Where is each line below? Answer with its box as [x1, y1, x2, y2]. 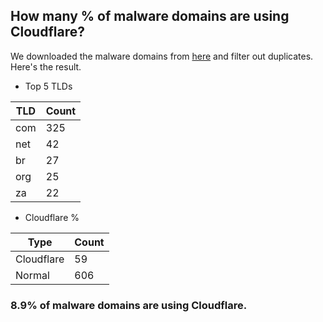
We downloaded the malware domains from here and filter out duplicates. [10, 50, 314, 62]
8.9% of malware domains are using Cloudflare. [10, 298, 248, 312]
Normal [15, 268, 50, 282]
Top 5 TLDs [24, 80, 73, 92]
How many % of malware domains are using [10, 8, 290, 25]
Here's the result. [10, 60, 82, 73]
